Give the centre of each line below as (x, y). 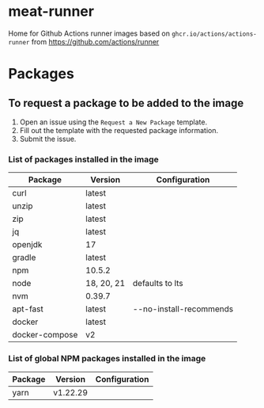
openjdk (27, 245)
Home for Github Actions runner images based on (89, 33)
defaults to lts (158, 284)
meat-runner (51, 11)
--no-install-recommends (183, 309)
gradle (24, 257)
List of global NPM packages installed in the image (107, 359)
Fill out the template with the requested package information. (119, 130)
